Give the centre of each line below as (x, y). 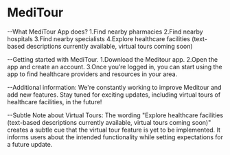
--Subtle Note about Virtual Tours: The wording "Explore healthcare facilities (115, 115)
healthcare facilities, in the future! (55, 102)
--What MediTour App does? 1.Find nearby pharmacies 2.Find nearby (105, 32)
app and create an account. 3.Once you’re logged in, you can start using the (115, 67)
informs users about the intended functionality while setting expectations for (115, 137)
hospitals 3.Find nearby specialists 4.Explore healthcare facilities (99, 38)
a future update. (30, 144)
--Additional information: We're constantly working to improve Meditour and (114, 87)
